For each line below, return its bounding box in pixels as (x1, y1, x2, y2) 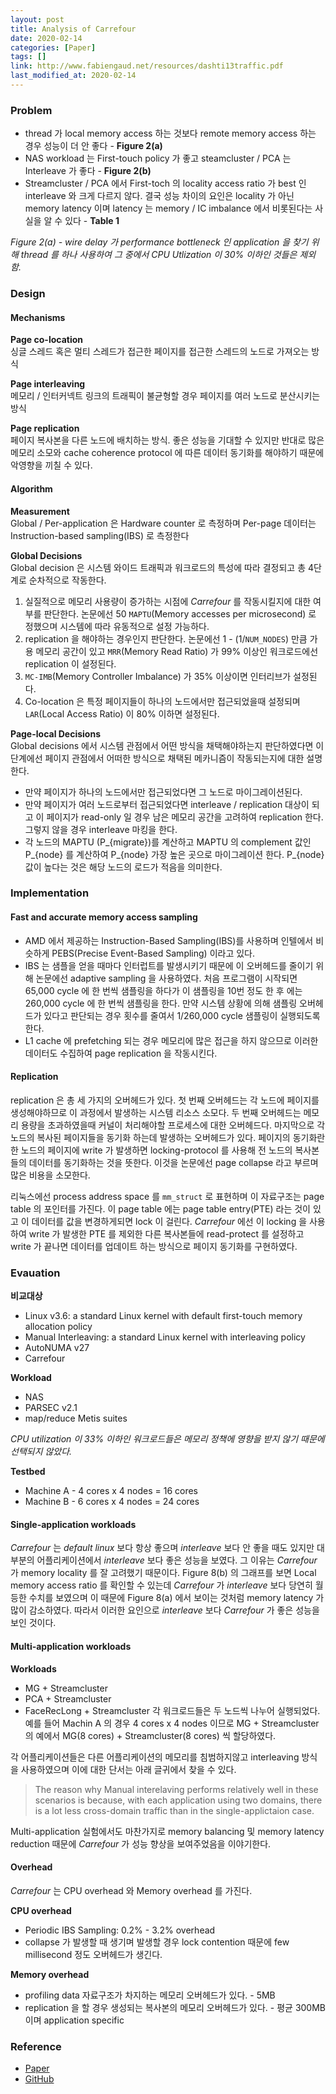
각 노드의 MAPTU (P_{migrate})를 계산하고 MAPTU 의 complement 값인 (24, 836, 312, 848)
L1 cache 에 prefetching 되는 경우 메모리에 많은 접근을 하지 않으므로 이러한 (24, 1034, 319, 1046)
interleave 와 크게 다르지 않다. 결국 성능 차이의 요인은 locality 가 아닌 (24, 190, 295, 202)
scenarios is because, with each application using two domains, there (34, 1794, 323, 1806)
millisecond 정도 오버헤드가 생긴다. (24, 1948, 163, 1960)
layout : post (10, 14, 65, 25)
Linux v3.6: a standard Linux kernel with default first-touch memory (24, 1310, 303, 1322)
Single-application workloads (10, 1518, 137, 1530)
